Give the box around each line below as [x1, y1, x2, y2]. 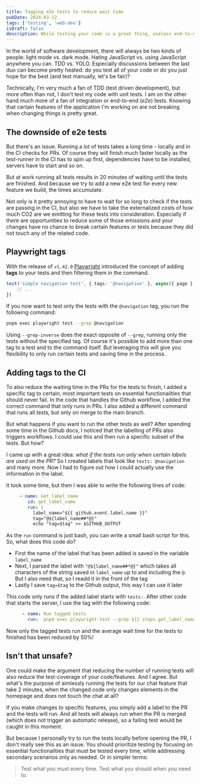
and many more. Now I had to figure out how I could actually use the [6, 464, 174, 471]
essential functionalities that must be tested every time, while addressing [6, 747, 185, 754]
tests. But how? [6, 440, 44, 447]
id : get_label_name [27, 498, 76, 505]
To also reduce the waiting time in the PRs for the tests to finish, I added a [6, 384, 187, 391]
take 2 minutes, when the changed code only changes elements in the [6, 685, 179, 693]
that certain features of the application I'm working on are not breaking [6, 103, 180, 111]
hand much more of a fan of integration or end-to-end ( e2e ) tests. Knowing [6, 97, 191, 105]
